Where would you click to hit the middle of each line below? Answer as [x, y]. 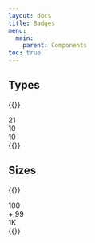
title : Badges [32, 23]
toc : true [25, 53]
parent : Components [55, 46]
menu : [17, 30]
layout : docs [30, 16]
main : [25, 38]
